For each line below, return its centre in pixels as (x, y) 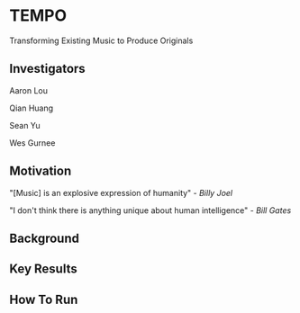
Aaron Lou (28, 90)
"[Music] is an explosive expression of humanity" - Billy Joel (121, 192)
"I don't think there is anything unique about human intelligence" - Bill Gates (150, 210)
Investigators (47, 69)
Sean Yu (25, 125)
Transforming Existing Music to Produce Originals (101, 40)
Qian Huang (32, 108)
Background (44, 238)
